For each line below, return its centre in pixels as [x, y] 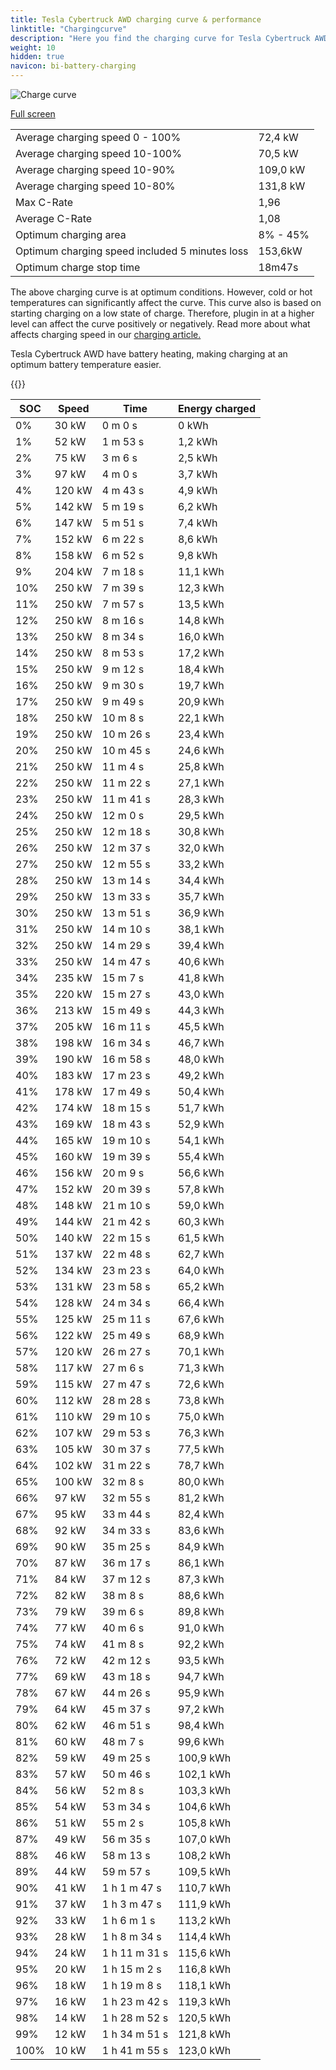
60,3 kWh [201, 1221]
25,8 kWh [201, 766]
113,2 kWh [205, 1920]
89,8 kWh [201, 1611]
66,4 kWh [201, 1303]
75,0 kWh [201, 1416]
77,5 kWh [201, 1449]
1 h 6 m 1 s [128, 1920]
